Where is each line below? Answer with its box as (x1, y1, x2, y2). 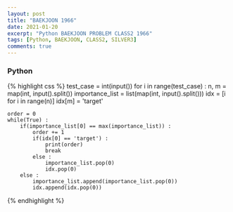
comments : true (7, 43, 52, 50)
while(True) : (7, 117, 49, 124)
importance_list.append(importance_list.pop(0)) (32, 178, 178, 185)
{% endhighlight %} (7, 197, 65, 205)
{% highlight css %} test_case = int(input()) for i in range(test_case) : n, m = (7, 82, 227, 91)
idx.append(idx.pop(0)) (32, 184, 102, 192)
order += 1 (32, 129, 65, 136)
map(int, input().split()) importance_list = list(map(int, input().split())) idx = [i (7, 89, 226, 98)
